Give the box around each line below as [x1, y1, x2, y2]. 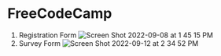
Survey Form [18, 38, 61, 47]
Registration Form [18, 30, 77, 40]
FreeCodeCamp [7, 5, 112, 23]
